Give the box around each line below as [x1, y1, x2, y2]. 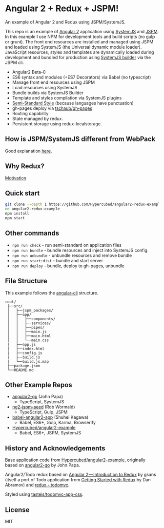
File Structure [5, 277, 47, 285]
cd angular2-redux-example [5, 207, 60, 212]
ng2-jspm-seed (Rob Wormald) [12, 404, 75, 410]
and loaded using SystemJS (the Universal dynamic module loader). [5, 44, 142, 50]
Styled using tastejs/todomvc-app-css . [5, 491, 84, 497]
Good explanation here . [5, 148, 52, 154]
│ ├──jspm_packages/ [7, 308, 54, 313]
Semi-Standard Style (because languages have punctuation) [12, 100, 134, 106]
